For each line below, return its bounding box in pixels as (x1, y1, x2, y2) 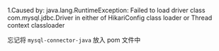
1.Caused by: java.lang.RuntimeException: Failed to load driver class (7, 6, 206, 14)
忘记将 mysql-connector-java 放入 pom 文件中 (7, 35, 141, 44)
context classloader (7, 21, 65, 29)
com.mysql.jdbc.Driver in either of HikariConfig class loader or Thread (7, 13, 213, 22)
